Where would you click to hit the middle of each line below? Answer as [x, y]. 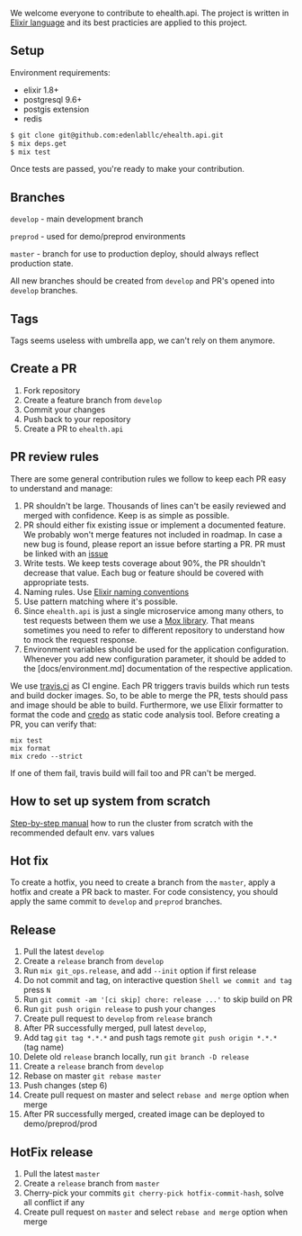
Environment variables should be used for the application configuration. [156, 649]
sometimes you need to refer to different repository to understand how [154, 630]
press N [37, 990]
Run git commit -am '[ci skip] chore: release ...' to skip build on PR [158, 999]
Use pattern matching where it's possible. [101, 601]
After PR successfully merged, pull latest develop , [115, 1028]
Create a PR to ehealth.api [73, 429]
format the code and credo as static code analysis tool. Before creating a [145, 714]
